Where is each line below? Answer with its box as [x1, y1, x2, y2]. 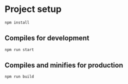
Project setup [4, 3, 62, 15]
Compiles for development [4, 34, 89, 42]
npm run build [4, 74, 34, 79]
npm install [4, 20, 29, 25]
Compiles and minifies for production [4, 61, 123, 69]
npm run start [4, 47, 34, 52]
